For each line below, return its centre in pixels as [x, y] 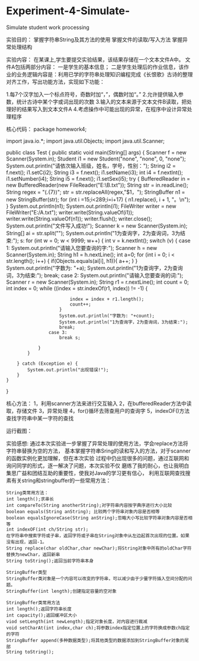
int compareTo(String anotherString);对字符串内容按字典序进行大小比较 [89, 505]
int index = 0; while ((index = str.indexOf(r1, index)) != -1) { [77, 288]
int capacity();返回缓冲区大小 [41, 615]
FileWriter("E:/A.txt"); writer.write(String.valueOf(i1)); [70, 212]
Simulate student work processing [48, 27]
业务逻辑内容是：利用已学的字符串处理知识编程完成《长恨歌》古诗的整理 [105, 74]
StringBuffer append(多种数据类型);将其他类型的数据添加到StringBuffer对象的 [95, 640]
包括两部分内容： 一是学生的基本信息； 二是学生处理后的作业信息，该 [99, 67]
